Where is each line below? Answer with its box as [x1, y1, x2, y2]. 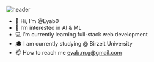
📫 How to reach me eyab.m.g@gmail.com [15, 49, 122, 56]
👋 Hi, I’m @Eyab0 [15, 18, 59, 24]
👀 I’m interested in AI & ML [15, 24, 82, 31]
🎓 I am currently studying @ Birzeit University [15, 40, 133, 47]
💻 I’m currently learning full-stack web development [15, 31, 148, 38]
